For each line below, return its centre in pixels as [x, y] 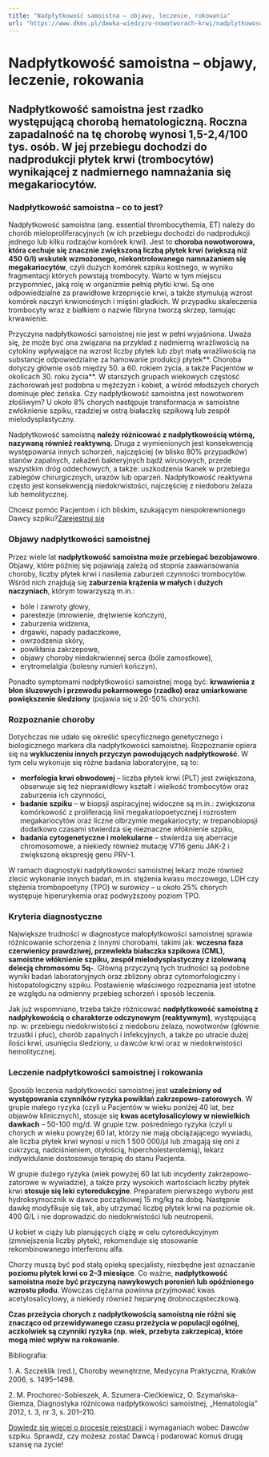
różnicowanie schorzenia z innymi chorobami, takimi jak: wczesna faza [126, 942]
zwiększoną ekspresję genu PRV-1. [78, 854]
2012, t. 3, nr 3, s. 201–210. [52, 1411]
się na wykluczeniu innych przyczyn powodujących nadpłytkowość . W [128, 754]
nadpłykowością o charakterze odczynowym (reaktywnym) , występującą [132, 1018]
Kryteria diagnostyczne [55, 917]
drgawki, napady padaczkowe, [70, 632]
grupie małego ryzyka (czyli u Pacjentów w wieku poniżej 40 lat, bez [121, 1107]
